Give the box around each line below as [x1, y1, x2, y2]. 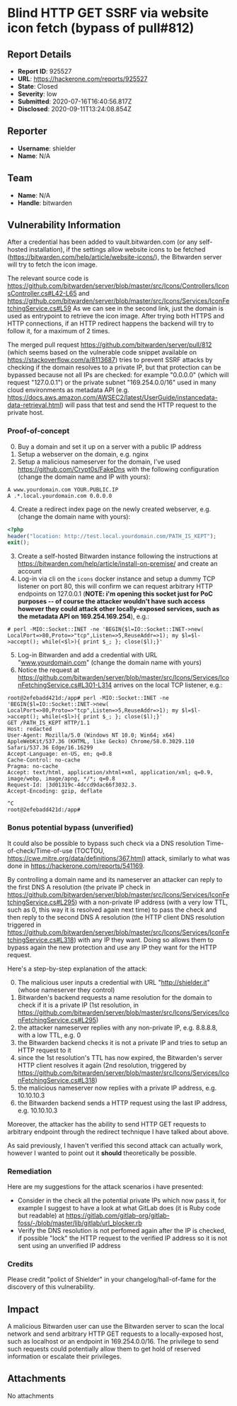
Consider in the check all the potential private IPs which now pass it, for [17, 1196, 226, 1205]
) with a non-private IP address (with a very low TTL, [74, 898, 229, 906]
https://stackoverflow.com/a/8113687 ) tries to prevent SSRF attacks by [7, 356, 213, 364]
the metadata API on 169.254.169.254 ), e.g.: [17, 612, 150, 621]
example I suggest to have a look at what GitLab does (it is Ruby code [17, 1203, 221, 1212]
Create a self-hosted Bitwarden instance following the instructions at [17, 552, 218, 561]
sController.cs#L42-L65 [7, 289, 77, 298]
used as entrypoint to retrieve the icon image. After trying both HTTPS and [7, 312, 225, 320]
